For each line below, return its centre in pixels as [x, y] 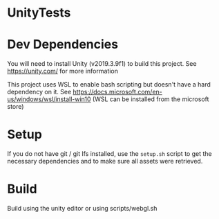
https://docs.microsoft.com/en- [117, 92]
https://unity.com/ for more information [63, 71]
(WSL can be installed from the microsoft [151, 99]
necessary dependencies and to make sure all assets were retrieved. [105, 161]
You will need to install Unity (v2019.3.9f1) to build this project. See [102, 64]
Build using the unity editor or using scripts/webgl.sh [82, 208]
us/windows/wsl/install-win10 [49, 99]
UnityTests [39, 13]
